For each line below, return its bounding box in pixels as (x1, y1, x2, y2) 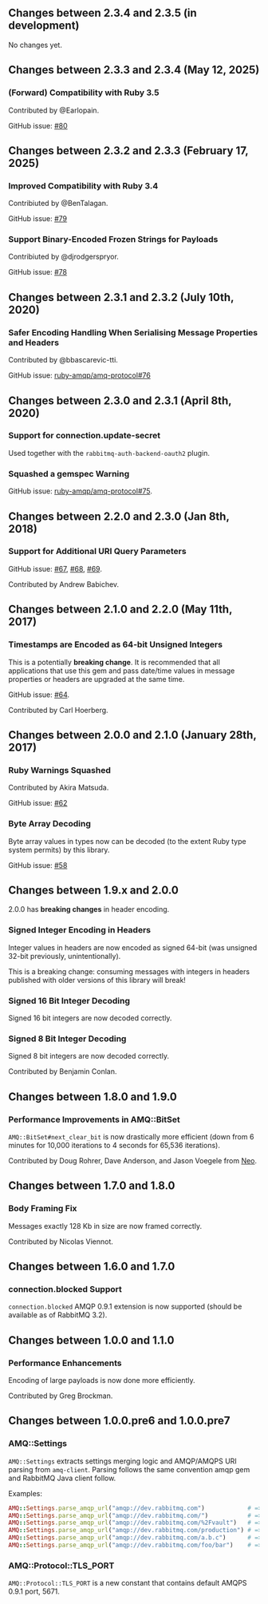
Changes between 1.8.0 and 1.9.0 (8, 1090, 177, 1103)
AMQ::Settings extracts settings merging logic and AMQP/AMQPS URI (8, 1456, 237, 1466)
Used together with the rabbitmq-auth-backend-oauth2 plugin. (8, 448, 210, 457)
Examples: (8, 1488, 42, 1498)
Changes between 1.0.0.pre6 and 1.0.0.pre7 (8, 1414, 231, 1428)
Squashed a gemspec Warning (8, 468, 130, 479)
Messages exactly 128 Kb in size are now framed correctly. (8, 1221, 202, 1230)
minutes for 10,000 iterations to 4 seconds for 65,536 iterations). (8, 1140, 221, 1150)
